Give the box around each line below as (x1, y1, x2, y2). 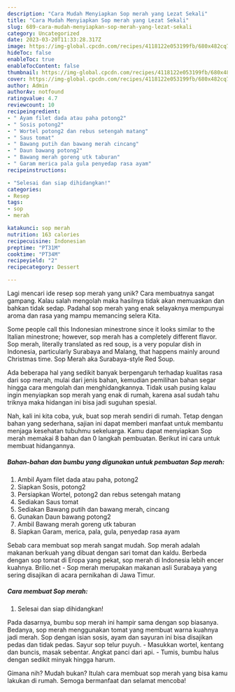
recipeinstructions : (7, 166, 68, 174)
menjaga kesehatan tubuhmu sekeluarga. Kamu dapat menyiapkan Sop (7, 427, 212, 435)
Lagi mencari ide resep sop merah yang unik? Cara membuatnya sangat (7, 289, 215, 297)
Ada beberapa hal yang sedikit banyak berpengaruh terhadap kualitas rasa (7, 369, 222, 376)
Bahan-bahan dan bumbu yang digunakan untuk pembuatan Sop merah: (7, 457, 225, 466)
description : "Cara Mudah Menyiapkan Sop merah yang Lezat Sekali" (7, 10, 208, 18)
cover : (7, 75, 27, 83)
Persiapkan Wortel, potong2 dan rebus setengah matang (17, 490, 180, 498)
